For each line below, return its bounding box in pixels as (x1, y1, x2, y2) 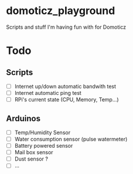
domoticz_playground (6, 4, 115, 18)
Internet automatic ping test (14, 90, 82, 96)
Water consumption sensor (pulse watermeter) (14, 136, 128, 142)
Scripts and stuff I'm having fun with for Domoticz (6, 23, 127, 30)
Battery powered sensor (14, 142, 73, 149)
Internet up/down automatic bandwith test (14, 83, 116, 90)
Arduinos (6, 113, 41, 124)
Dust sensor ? (14, 155, 49, 162)
